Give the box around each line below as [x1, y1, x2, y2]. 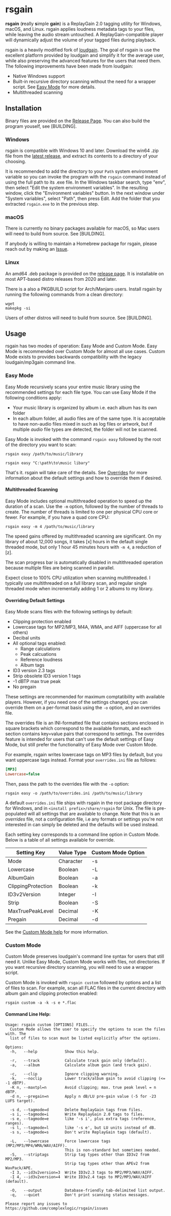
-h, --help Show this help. [10, 1049, 100, 1054]
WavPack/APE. [5, 1165, 33, 1171]
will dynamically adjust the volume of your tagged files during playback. [5, 37, 157, 43]
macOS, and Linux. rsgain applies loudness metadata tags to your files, [5, 26, 155, 32]
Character [58, 857, 83, 865]
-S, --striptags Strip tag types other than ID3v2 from [10, 1152, 150, 1157]
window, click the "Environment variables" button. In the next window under [5, 190, 165, 196]
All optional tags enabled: [12, 640, 66, 647]
